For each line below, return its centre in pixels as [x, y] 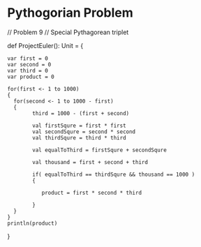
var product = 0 [31, 77]
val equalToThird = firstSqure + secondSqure [100, 150]
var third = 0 [28, 70]
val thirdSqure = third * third [80, 137]
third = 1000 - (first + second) [81, 113]
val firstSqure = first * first [80, 126]
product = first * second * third [91, 193]
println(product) [32, 223]
